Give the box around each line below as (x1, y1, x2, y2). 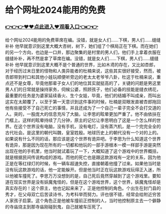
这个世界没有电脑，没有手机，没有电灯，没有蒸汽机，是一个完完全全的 (18, 124, 161, 129)
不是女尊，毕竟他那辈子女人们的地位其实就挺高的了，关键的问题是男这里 (13, 80, 161, 86)
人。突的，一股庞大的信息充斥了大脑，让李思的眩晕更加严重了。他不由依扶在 (5, 111, 161, 117)
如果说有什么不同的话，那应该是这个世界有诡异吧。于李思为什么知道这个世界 (5, 136, 161, 142)
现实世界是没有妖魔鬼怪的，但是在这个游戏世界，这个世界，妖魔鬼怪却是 (13, 179, 161, 185)
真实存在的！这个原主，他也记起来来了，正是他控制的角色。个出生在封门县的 (5, 185, 161, 191)
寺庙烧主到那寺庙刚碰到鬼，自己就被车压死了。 (9, 204, 105, 210)
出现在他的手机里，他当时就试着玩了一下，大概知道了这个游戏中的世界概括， (5, 148, 161, 154)
